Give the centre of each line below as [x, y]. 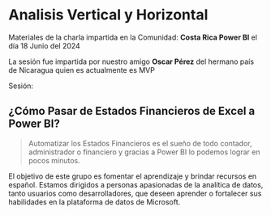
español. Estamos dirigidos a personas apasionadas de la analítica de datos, [136, 184]
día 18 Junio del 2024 [45, 45]
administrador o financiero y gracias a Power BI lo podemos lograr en [144, 152]
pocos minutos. [54, 160]
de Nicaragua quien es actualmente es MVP [82, 70]
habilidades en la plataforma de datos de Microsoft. [95, 202]
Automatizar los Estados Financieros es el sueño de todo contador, [140, 143]
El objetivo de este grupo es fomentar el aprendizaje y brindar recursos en [133, 176]
